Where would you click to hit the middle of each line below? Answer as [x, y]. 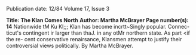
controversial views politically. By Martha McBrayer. [70, 45]
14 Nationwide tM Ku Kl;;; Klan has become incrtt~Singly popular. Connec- [98, 27]
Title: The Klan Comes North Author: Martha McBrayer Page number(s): [97, 20]
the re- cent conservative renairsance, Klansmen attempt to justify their [94, 39]
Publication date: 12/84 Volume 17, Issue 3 [58, 9]
